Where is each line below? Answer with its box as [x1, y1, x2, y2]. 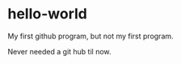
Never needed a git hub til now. [7, 46, 112, 56]
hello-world [7, 5, 88, 23]
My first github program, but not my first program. [7, 31, 175, 41]
